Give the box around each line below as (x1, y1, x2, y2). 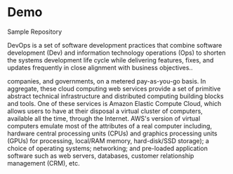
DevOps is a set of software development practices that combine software (7, 41, 222, 49)
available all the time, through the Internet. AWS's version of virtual (7, 114, 201, 123)
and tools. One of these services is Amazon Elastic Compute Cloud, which (7, 99, 222, 107)
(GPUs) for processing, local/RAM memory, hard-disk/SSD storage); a (7, 136, 209, 145)
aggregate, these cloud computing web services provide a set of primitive (7, 84, 221, 93)
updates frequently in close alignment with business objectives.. (7, 63, 193, 72)
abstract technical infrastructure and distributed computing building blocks (7, 92, 224, 100)
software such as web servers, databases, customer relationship (7, 152, 194, 160)
